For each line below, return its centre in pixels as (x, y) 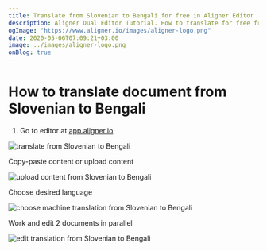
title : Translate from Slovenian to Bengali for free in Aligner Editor (131, 15)
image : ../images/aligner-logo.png (67, 45)
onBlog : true (30, 52)
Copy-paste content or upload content (71, 161)
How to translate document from (118, 92)
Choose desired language (50, 192)
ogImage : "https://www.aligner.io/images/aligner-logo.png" (110, 30)
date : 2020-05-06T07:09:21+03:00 (64, 38)
